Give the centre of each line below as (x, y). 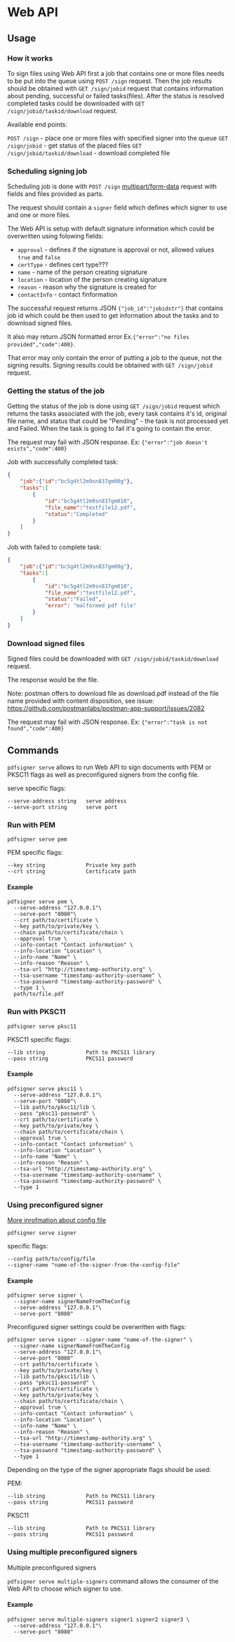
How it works (30, 58)
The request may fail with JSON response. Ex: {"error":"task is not (108, 722)
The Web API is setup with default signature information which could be (111, 228)
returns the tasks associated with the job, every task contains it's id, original (117, 414)
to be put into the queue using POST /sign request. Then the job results (110, 81)
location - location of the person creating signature (92, 280)
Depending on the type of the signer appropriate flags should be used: (109, 1470)
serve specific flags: (37, 788)
